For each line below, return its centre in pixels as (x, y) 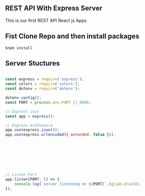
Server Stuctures (33, 63)
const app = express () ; (30, 116)
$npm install (19, 48)
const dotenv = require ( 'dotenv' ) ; (43, 89)
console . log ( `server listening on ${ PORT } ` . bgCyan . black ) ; (78, 184)
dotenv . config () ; (23, 98)
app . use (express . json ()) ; (32, 130)
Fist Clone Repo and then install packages (72, 37)
